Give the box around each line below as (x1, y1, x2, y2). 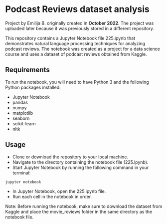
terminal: (12, 169, 31, 176)
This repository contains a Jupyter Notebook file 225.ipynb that (5, 35, 136, 41)
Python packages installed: (5, 84, 61, 90)
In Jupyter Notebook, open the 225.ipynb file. (12, 188, 106, 194)
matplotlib (12, 110, 33, 116)
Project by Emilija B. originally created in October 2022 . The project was (5, 20, 154, 26)
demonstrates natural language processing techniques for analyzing (5, 40, 146, 46)
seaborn (12, 115, 30, 121)
